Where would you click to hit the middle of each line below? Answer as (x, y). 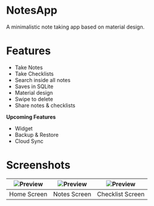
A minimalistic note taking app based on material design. (76, 27)
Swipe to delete (34, 99)
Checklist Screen (121, 194)
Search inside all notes (43, 80)
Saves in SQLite (34, 86)
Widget (23, 128)
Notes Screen (72, 194)
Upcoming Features (31, 117)
